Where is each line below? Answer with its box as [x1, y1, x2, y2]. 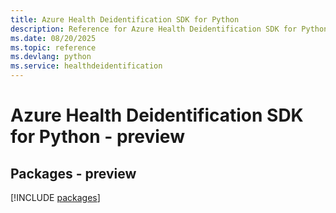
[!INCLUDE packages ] [10, 192, 101, 203]
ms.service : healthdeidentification [10, 61, 163, 71]
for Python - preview [10, 126, 185, 148]
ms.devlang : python [10, 52, 92, 62]
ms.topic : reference [10, 42, 97, 53]
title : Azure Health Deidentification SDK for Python [10, 14, 240, 25]
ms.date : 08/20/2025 [10, 33, 97, 43]
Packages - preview [10, 165, 137, 182]
